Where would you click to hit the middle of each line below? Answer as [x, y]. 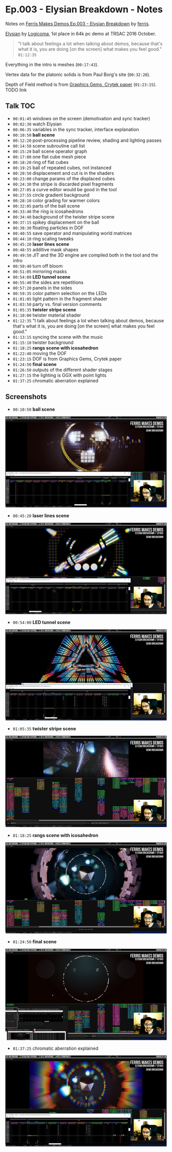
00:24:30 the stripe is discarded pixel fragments [63, 184]
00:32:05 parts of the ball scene [46, 206]
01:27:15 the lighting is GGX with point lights [59, 375]
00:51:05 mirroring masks [40, 271]
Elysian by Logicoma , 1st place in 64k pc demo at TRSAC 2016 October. [81, 33]
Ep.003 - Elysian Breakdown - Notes [84, 10]
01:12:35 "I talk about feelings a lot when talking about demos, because [88, 320]
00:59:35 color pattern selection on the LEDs [60, 293]
